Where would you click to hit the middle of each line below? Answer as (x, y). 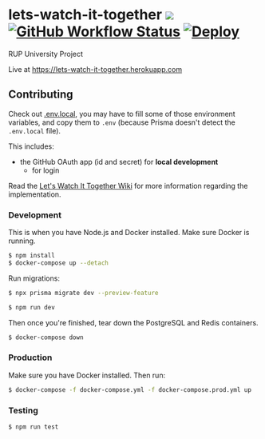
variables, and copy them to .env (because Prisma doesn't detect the (122, 122)
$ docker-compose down (46, 337)
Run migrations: (34, 278)
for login (45, 170)
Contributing (41, 95)
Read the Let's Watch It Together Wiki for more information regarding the (128, 186)
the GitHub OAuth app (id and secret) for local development (119, 162)
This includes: (31, 146)
